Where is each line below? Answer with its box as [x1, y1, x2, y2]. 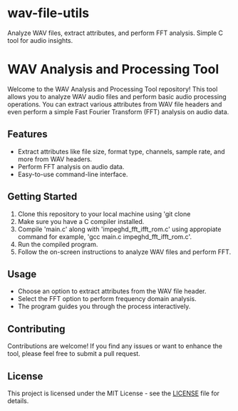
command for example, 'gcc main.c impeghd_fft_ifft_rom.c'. [17, 232, 192, 240]
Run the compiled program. [17, 240, 98, 248]
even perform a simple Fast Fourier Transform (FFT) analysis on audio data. [7, 107, 229, 116]
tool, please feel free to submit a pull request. [7, 350, 140, 358]
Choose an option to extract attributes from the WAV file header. [17, 287, 207, 295]
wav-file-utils [7, 5, 90, 21]
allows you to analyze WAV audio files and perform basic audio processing [7, 92, 227, 101]
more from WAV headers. [17, 155, 93, 163]
